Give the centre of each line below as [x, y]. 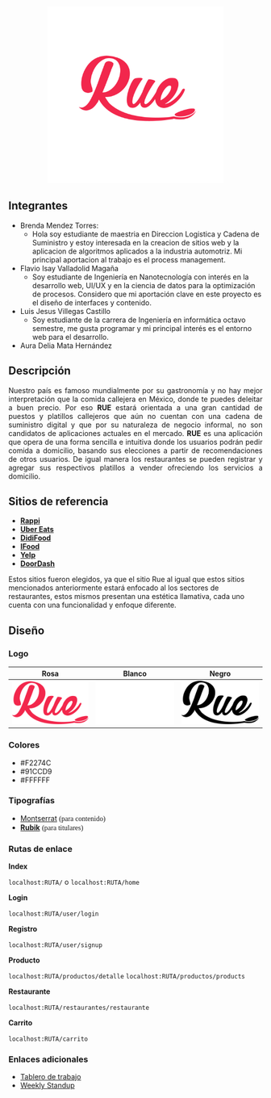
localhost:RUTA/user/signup [56, 945]
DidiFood [35, 538]
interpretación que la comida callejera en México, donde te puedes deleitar [135, 399]
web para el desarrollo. [70, 337]
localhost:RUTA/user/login [54, 914]
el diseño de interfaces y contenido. [92, 302]
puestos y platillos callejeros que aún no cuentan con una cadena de [135, 416]
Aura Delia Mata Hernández [66, 346]
